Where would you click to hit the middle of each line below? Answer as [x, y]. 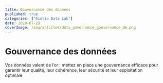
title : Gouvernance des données [38, 9]
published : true [21, 14]
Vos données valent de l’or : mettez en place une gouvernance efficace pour [82, 65]
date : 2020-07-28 [23, 23]
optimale [14, 75]
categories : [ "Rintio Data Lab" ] [39, 18]
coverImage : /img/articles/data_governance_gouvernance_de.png [71, 28]
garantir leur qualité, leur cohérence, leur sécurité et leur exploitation [74, 70]
